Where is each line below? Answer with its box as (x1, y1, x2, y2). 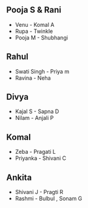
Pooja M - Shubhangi (15, 33, 69, 41)
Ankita (6, 172, 32, 182)
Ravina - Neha (15, 74, 51, 81)
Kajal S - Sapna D (15, 108, 59, 115)
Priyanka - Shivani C (15, 154, 67, 162)
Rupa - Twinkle (15, 27, 53, 35)
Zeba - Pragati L (15, 148, 56, 156)
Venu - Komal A (15, 21, 55, 28)
